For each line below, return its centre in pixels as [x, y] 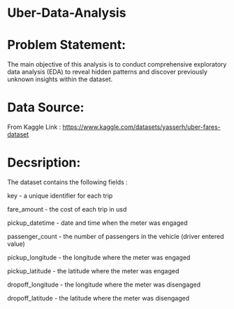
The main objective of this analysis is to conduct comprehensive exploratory [117, 64]
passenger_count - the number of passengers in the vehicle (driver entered [116, 236]
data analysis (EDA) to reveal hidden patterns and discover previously [108, 72]
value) [16, 244]
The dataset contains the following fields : [67, 182]
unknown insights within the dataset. [60, 79]
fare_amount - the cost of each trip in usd [67, 209]
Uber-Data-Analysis [67, 13]
